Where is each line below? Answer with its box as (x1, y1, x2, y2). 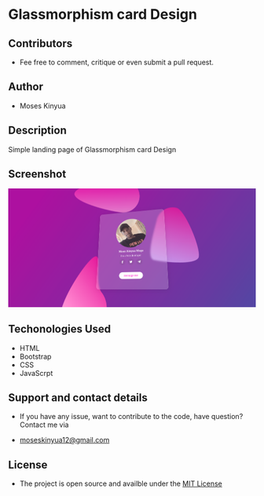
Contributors (8, 37, 73, 50)
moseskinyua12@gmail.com (19, 436, 110, 445)
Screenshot (8, 167, 67, 181)
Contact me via (19, 420, 69, 429)
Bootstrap (19, 352, 52, 361)
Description (8, 124, 67, 137)
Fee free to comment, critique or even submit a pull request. (19, 57, 214, 67)
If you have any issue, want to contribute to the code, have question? (19, 412, 244, 421)
